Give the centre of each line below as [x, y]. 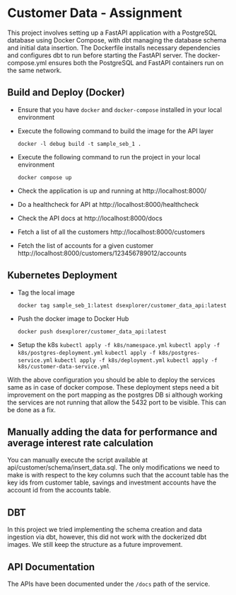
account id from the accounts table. [59, 490]
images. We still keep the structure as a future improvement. [95, 545]
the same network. [35, 70]
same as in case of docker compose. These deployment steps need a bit [113, 387]
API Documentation [51, 567]
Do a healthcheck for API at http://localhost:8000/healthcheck [108, 204]
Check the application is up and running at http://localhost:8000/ [112, 191]
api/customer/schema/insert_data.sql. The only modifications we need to [114, 467]
